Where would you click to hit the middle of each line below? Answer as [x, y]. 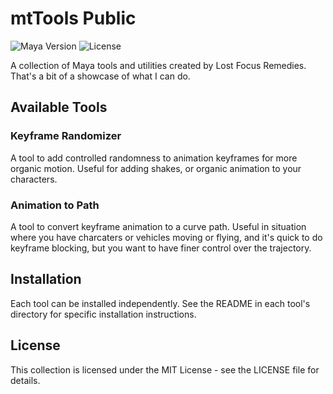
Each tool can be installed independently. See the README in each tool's [160, 303]
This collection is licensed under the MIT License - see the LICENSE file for [165, 369]
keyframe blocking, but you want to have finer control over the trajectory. [161, 248]
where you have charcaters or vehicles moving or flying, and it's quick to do [166, 237]
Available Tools [59, 107]
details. [25, 380]
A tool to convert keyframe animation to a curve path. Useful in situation [158, 226]
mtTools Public [73, 18]
